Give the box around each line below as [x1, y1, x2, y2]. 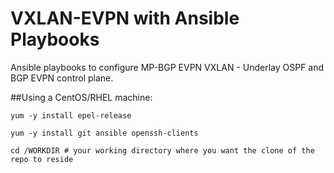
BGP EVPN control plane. [10, 72, 114, 84]
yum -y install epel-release [10, 110, 132, 121]
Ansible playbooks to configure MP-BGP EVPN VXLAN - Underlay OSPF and [10, 61, 325, 73]
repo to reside [10, 154, 74, 164]
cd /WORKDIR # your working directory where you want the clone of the [10, 145, 315, 156]
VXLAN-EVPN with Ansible [10, 7, 240, 30]
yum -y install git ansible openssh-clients [10, 128, 199, 138]
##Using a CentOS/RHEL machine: [10, 91, 153, 103]
